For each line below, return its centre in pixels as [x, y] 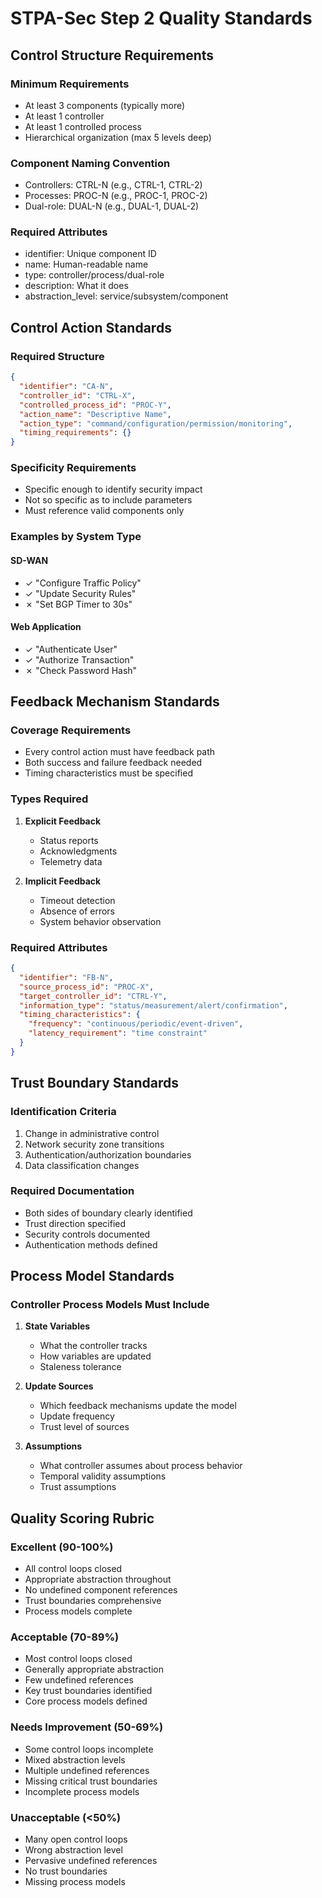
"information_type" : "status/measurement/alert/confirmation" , [153, 1005]
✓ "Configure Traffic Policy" [83, 583]
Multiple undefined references [87, 1770]
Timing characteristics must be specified [108, 773]
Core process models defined [86, 1701]
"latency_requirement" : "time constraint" [118, 1033]
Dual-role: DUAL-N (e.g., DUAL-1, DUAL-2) [112, 206]
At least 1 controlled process [83, 126]
